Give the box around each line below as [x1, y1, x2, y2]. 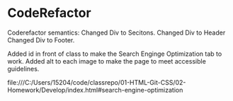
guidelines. [7, 64, 40, 73]
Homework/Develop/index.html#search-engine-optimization [7, 85, 183, 94]
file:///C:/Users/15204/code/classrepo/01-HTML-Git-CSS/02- [7, 78, 186, 86]
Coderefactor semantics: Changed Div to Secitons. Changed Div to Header [7, 28, 226, 37]
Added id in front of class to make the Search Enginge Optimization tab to [7, 49, 222, 58]
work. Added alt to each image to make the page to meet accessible [7, 57, 207, 65]
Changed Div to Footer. [7, 35, 75, 44]
